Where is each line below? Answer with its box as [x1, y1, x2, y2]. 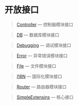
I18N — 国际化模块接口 [16, 73, 62, 79]
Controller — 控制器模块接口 [16, 21, 74, 27]
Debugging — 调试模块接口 [16, 42, 72, 48]
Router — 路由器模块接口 [16, 84, 67, 89]
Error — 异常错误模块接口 [16, 52, 68, 59]
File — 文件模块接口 [16, 63, 57, 69]
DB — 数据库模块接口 [16, 32, 59, 38]
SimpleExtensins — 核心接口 [16, 94, 74, 100]
